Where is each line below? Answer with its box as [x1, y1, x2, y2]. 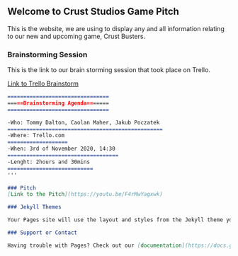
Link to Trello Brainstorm [7, 79, 79, 88]
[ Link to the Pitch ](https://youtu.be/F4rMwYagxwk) [7, 191, 163, 198]
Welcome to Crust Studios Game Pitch [7, 6, 179, 18]
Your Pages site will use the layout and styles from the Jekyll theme [7, 216, 223, 223]
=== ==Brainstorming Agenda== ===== [7, 99, 110, 107]
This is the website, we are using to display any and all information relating [7, 24, 225, 33]
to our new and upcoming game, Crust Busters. [7, 32, 146, 40]
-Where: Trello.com [7, 132, 65, 139]
